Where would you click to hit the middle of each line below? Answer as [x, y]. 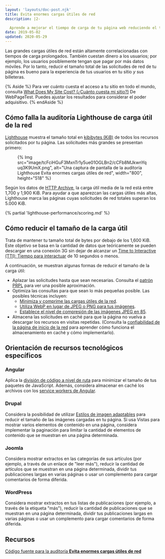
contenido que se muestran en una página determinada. [62, 435]
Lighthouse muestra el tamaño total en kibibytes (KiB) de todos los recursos [82, 137]
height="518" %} [34, 178]
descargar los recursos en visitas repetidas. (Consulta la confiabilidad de [86, 322]
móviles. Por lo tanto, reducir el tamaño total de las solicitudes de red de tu [81, 66]
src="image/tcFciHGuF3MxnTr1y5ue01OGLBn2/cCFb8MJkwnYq [82, 162]
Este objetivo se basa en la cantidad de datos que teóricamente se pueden [81, 245]
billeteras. [15, 77]
